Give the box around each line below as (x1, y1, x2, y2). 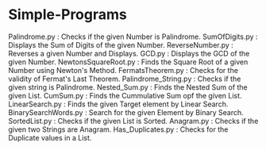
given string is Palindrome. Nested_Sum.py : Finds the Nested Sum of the (8, 82, 248, 92)
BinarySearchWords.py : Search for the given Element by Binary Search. (8, 107, 244, 117)
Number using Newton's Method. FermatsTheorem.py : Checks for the (8, 65, 238, 75)
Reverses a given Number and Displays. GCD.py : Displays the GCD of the (8, 48, 250, 58)
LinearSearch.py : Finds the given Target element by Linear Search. (8, 99, 229, 109)
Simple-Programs (8, 6, 127, 24)
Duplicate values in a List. (8, 133, 92, 142)
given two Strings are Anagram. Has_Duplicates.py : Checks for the (8, 125, 229, 134)
